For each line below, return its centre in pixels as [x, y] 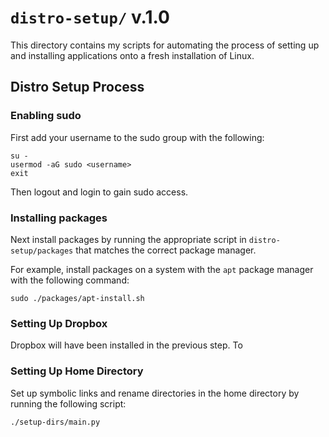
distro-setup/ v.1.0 [90, 17]
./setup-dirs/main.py [55, 422]
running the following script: [68, 403]
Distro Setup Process [77, 87]
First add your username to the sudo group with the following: [137, 137]
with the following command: [70, 280]
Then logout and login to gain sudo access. [99, 192]
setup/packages [42, 251]
